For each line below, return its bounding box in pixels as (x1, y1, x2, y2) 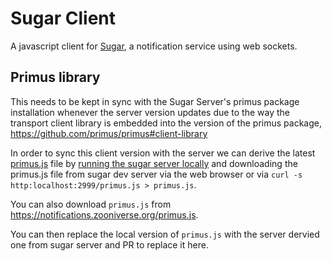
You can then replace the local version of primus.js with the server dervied (10, 228, 320, 240)
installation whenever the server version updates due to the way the (10, 106, 291, 118)
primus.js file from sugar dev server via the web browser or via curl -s (10, 168, 303, 180)
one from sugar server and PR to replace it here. (10, 238, 209, 251)
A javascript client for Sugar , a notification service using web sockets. (10, 40, 298, 52)
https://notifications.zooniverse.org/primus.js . (10, 208, 199, 221)
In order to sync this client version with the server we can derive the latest (10, 147, 316, 159)
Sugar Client (10, 7, 116, 30)
